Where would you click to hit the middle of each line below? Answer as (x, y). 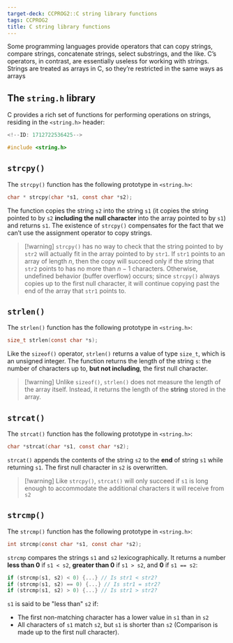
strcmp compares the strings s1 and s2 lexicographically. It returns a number (116, 557)
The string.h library (52, 98)
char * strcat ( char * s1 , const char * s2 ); (68, 447)
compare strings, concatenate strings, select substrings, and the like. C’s (112, 54)
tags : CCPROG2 (28, 20)
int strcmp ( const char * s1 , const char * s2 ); (75, 544)
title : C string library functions (59, 27)
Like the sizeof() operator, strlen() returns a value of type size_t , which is (116, 354)
